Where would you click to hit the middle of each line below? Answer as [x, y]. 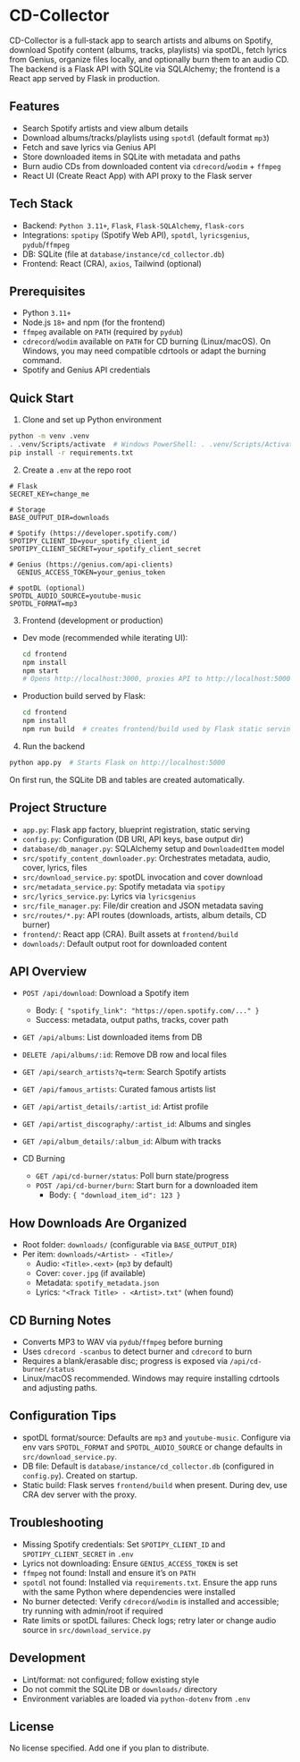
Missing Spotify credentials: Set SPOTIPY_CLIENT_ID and [124, 1544]
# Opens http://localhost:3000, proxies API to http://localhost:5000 [156, 679]
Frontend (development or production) [92, 620]
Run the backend [54, 746]
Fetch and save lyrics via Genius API [89, 147]
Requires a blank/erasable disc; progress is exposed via [125, 1361]
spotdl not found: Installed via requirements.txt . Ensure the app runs [150, 1582]
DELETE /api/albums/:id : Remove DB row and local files [125, 1055]
